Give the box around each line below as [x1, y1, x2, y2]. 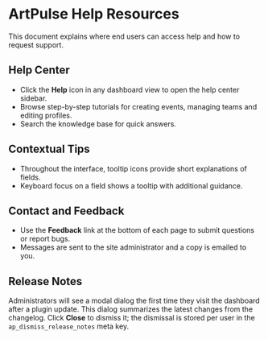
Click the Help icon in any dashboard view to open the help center [19, 85, 240, 94]
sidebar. [19, 93, 47, 103]
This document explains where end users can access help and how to [8, 31, 240, 41]
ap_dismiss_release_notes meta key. [8, 321, 130, 331]
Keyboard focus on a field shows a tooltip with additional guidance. [19, 180, 243, 190]
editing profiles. [19, 110, 72, 120]
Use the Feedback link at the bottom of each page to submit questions [19, 225, 255, 235]
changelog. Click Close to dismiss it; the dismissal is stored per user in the [8, 313, 255, 323]
